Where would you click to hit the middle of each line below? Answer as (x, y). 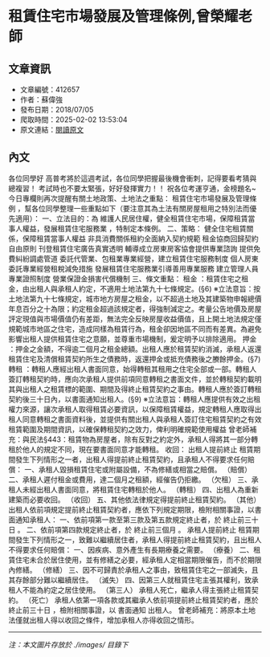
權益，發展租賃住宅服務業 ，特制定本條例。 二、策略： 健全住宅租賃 (134, 228)
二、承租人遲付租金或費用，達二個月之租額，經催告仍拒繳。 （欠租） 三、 (130, 479)
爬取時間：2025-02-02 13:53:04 (74, 120)
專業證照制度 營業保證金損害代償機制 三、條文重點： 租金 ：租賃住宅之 (125, 279)
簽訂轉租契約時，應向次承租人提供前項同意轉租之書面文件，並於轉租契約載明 (135, 379)
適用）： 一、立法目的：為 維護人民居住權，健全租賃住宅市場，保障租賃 (131, 218)
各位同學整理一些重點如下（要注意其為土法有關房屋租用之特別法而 (140, 208)
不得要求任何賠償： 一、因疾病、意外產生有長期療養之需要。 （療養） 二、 (131, 549)
